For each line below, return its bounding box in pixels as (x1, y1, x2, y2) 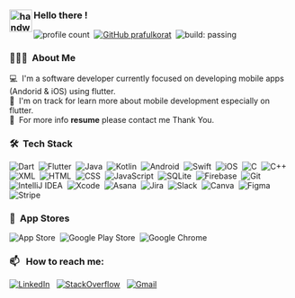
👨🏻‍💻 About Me (9, 52, 76, 65)
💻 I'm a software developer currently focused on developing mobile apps (9, 73, 285, 83)
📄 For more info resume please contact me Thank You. (9, 114, 215, 125)
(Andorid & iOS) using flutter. (9, 85, 116, 96)
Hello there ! (33, 9, 88, 22)
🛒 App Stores (9, 212, 70, 224)
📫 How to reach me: (9, 256, 105, 268)
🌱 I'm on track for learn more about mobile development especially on (9, 95, 270, 106)
